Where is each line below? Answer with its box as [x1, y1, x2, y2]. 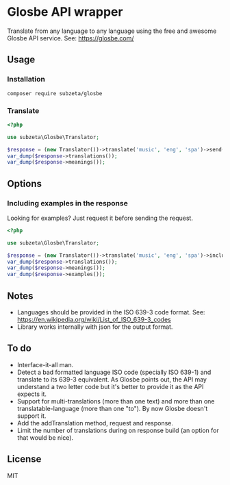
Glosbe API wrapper [7, 4, 123, 20]
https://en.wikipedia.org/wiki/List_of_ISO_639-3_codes [16, 316, 171, 324]
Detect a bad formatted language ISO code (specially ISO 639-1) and [16, 368, 212, 376]
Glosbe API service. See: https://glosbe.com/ [7, 34, 135, 42]
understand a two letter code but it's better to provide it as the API [16, 382, 204, 390]
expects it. [16, 390, 47, 398]
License [7, 453, 42, 465]
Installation [7, 75, 46, 84]
